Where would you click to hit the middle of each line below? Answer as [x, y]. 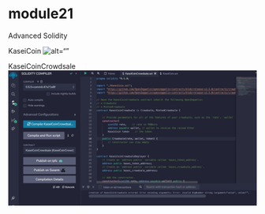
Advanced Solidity [38, 36]
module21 [41, 14]
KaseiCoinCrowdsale [42, 66]
